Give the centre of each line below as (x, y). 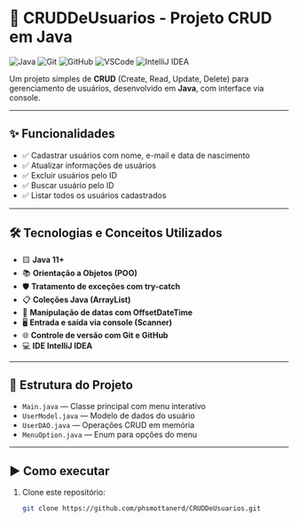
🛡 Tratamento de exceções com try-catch (101, 286)
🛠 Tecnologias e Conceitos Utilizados (116, 233)
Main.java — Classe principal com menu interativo (114, 407)
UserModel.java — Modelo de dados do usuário (108, 415)
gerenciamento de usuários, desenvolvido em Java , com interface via (137, 88)
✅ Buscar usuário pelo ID (68, 185)
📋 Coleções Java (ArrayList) (76, 299)
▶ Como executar (59, 471)
